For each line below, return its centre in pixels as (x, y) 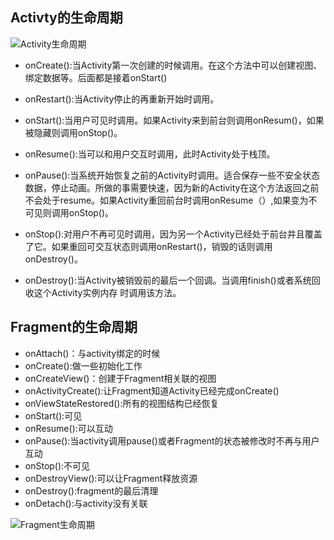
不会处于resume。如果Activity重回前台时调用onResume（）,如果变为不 (171, 200)
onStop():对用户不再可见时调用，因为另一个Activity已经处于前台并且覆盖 (173, 234)
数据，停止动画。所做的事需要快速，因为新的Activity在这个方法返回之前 (172, 187)
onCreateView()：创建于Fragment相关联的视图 (120, 378)
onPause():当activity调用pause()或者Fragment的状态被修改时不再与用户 (172, 440)
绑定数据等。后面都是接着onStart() (96, 77)
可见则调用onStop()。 (69, 212)
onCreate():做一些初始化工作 (83, 365)
